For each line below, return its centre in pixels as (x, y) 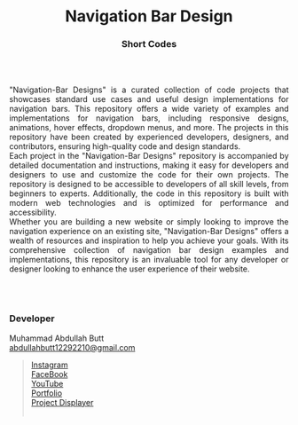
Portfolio (47, 393)
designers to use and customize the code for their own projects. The (149, 175)
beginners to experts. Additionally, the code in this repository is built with (149, 193)
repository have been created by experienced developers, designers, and (149, 137)
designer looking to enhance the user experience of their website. (129, 269)
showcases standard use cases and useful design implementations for (149, 99)
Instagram (49, 365)
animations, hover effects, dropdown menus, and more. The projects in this (149, 128)
